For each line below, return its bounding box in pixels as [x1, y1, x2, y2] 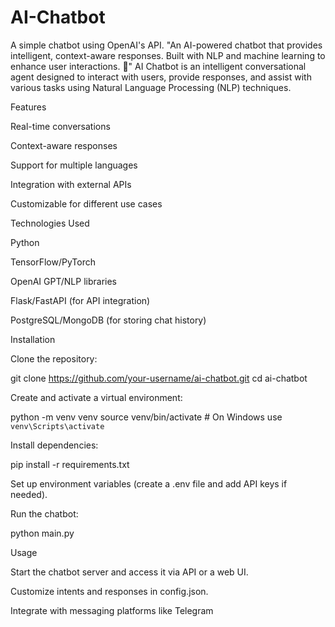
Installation [10, 333, 56, 345]
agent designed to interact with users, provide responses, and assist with [10, 71, 312, 83]
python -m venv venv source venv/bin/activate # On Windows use [10, 411, 283, 423]
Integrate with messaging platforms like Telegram [10, 604, 214, 616]
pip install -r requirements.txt [10, 458, 130, 470]
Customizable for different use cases [10, 197, 163, 210]
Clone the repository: [10, 352, 98, 365]
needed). [10, 488, 48, 500]
